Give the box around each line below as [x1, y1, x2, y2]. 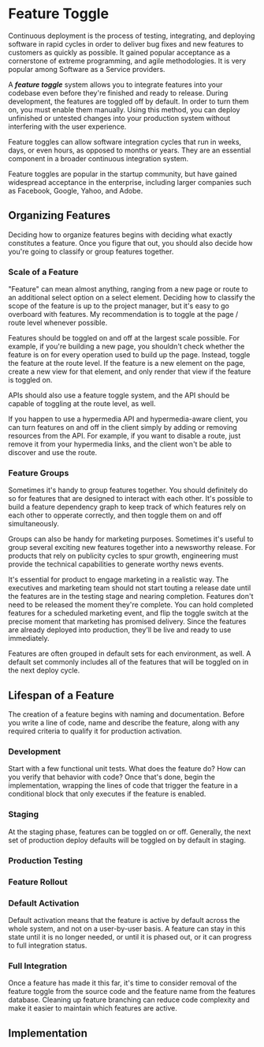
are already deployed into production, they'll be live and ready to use [8, 625, 232, 635]
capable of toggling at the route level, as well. [8, 399, 156, 409]
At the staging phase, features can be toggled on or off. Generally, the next [8, 827, 251, 836]
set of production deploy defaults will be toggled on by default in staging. [8, 835, 247, 845]
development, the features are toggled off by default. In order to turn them [8, 96, 250, 106]
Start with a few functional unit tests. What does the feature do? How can [8, 764, 246, 774]
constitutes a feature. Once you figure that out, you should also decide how [8, 238, 253, 247]
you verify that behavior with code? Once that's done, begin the [8, 772, 215, 782]
